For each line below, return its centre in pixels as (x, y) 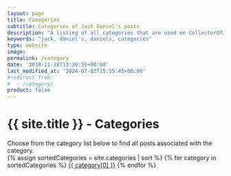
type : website (27, 45)
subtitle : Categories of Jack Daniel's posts (73, 26)
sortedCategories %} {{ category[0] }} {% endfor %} (82, 165)
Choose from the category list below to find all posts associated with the (110, 143)
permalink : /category (38, 58)
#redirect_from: (30, 77)
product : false (29, 90)
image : (16, 52)
